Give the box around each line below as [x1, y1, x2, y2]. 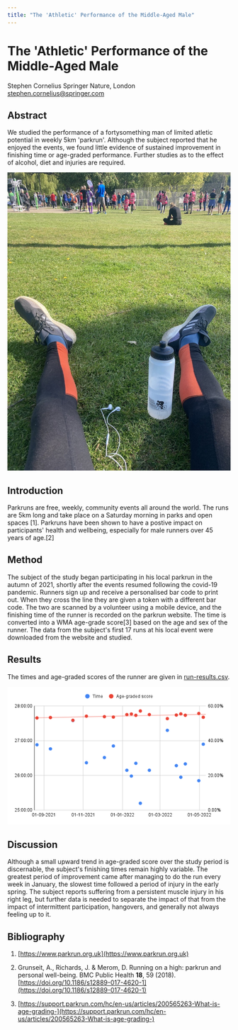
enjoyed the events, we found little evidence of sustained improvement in [7, 143, 221, 152]
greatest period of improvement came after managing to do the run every [7, 873, 221, 881]
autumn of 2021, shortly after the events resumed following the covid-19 [7, 580, 218, 588]
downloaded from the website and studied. [7, 633, 133, 642]
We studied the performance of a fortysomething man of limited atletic [7, 128, 213, 137]
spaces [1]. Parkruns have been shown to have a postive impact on [7, 518, 203, 527]
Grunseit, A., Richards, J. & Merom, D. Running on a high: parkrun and [17, 963, 222, 971]
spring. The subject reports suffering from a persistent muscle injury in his [7, 888, 225, 896]
